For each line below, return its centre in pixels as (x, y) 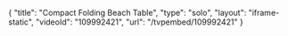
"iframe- (264, 13)
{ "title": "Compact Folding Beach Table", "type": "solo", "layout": (128, 13)
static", (21, 22)
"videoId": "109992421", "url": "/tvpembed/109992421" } (140, 22)
